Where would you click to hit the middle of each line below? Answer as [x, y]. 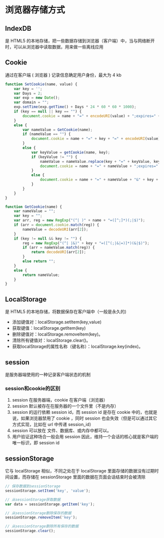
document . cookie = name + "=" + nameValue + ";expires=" [99, 166]
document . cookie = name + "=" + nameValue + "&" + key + [99, 180]
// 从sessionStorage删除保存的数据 [38, 513]
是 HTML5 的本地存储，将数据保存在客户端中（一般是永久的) [66, 312]
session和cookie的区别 [33, 388]
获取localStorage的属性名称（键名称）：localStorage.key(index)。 [77, 347]
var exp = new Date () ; [37, 98]
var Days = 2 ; [28, 93]
